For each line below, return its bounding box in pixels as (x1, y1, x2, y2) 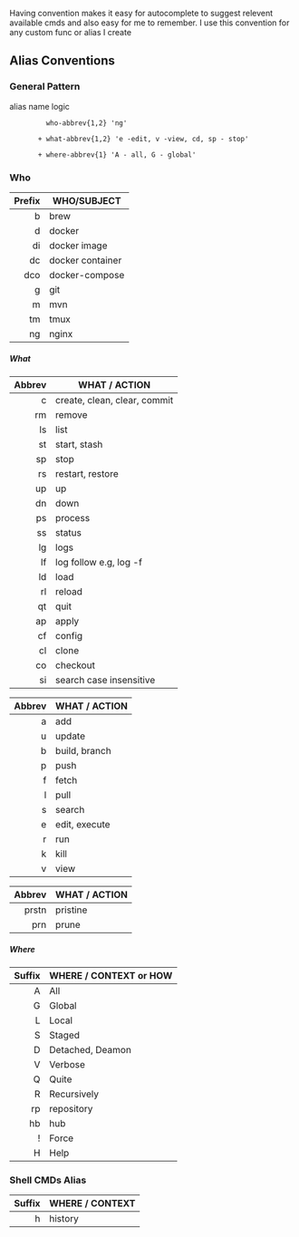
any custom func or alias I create (9, 27, 132, 37)
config (55, 629, 83, 642)
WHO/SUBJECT (53, 194, 121, 207)
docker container (49, 254, 122, 266)
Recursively (49, 1087, 100, 1100)
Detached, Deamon (49, 1043, 131, 1056)
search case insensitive (55, 673, 156, 686)
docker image (49, 239, 108, 252)
